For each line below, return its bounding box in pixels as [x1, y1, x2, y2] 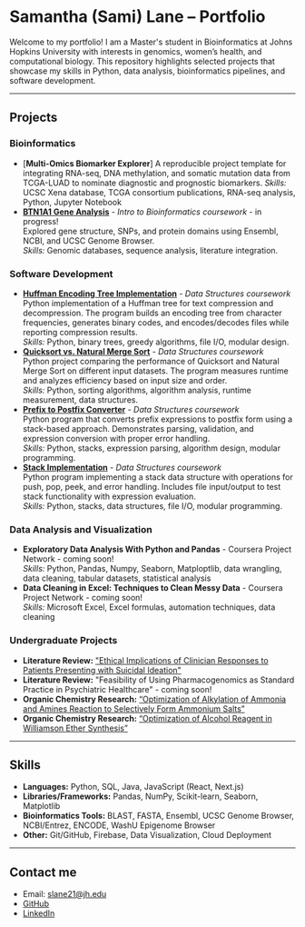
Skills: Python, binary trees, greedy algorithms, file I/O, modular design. [22, 336, 290, 347]
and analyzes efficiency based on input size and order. [22, 374, 228, 385]
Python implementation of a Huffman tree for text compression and [22, 297, 274, 308]
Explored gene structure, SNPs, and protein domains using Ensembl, [22, 225, 279, 236]
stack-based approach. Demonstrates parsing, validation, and [22, 423, 254, 434]
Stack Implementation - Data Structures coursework [22, 462, 222, 473]
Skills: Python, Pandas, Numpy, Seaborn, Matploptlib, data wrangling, [22, 563, 282, 574]
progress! [22, 215, 59, 226]
